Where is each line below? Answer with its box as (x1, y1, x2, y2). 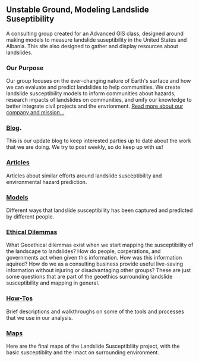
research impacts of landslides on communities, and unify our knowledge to (6, 96, 192, 104)
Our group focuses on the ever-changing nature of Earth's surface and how (6, 77, 191, 85)
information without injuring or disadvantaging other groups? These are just (6, 267, 191, 274)
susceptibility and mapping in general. (6, 279, 100, 286)
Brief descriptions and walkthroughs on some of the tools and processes (6, 308, 184, 315)
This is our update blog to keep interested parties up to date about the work (6, 137, 191, 145)
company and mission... (6, 109, 65, 116)
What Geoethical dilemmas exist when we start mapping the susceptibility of (6, 241, 194, 249)
